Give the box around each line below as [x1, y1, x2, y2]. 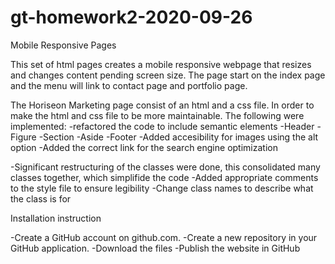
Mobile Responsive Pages [10, 39, 117, 51]
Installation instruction [10, 212, 102, 224]
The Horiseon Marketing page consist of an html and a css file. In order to [10, 99, 315, 111]
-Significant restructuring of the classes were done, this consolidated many [10, 161, 321, 173]
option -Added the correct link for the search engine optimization [10, 141, 278, 153]
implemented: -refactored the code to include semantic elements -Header [10, 120, 315, 132]
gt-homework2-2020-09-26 [10, 6, 253, 29]
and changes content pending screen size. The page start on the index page [10, 69, 326, 81]
